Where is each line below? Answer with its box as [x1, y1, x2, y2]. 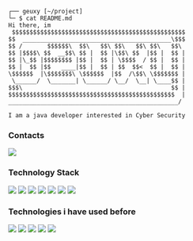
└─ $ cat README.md [8, 14, 73, 22]
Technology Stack [8, 167, 80, 178]
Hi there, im [8, 21, 51, 29]
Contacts [8, 129, 45, 140]
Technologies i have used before [8, 206, 136, 217]
